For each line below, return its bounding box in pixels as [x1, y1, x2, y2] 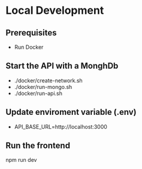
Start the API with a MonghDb [5, 61, 119, 71]
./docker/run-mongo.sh [14, 83, 72, 90]
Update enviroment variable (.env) [5, 107, 137, 117]
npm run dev [5, 156, 37, 164]
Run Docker [14, 43, 44, 51]
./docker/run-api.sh [14, 90, 62, 97]
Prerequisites [5, 28, 57, 38]
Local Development [5, 4, 104, 17]
